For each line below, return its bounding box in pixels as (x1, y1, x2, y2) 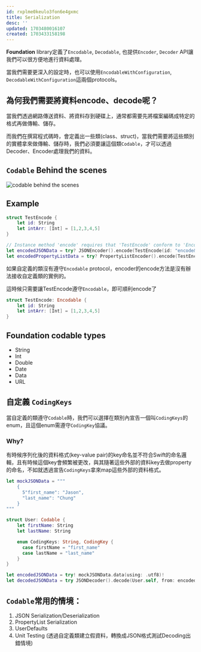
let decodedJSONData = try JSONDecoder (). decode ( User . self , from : (6, 578, 175, 584)
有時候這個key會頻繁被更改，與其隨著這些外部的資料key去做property (22, 459, 192, 466)
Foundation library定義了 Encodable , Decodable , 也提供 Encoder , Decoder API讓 (6, 49, 194, 56)
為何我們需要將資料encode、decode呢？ (6, 95, 159, 106)
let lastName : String (17, 528, 71, 534)
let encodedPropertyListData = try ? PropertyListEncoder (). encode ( (6, 253, 178, 259)
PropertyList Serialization (14, 618, 78, 626)
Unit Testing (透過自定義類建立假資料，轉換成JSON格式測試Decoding (14, 632, 186, 639)
